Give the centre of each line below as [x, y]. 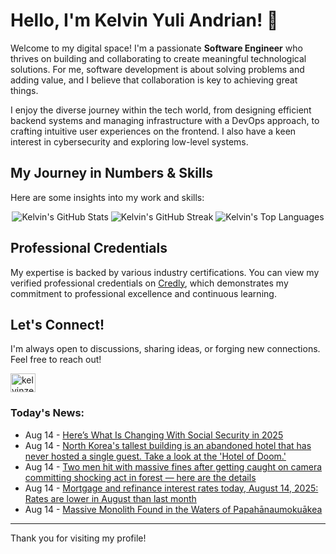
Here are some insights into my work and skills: [107, 197]
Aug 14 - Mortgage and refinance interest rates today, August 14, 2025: [171, 488]
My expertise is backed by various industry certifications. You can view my [165, 272]
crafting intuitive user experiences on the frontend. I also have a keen [153, 131]
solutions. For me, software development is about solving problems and [157, 69]
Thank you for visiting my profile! [78, 538]
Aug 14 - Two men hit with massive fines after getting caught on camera [173, 466]
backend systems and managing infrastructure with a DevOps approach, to [165, 120]
